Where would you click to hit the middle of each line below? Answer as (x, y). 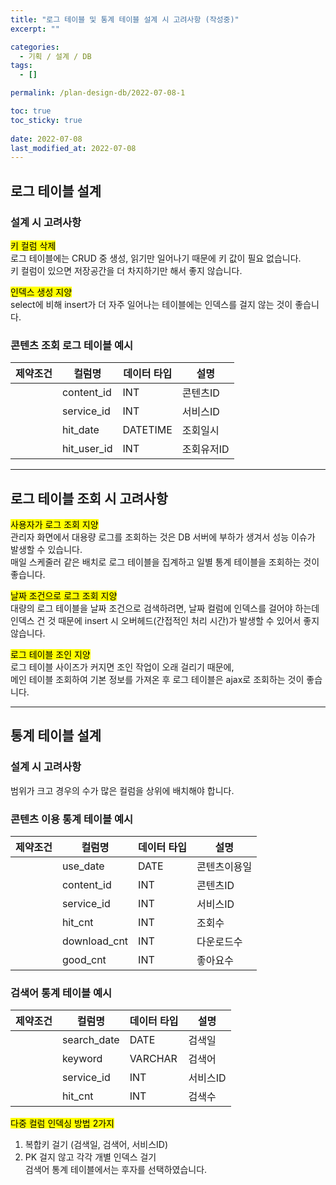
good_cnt (84, 960)
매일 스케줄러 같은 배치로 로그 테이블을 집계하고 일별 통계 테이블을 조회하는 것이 (165, 562)
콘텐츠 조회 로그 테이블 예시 (72, 345)
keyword (82, 1059)
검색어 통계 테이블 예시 (61, 993)
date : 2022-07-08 (46, 139)
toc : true (31, 111)
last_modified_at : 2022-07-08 (73, 148)
